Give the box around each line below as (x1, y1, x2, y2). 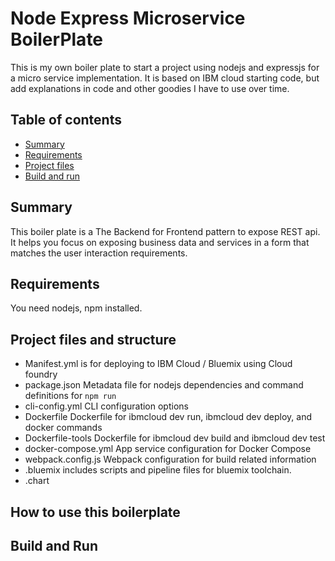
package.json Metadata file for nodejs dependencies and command (24, 379, 304, 391)
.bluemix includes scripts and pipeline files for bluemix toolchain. (24, 464, 292, 476)
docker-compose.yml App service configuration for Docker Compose (24, 443, 312, 455)
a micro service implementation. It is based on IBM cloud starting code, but (10, 72, 320, 84)
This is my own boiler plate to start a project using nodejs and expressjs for (10, 61, 320, 73)
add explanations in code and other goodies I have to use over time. (10, 82, 290, 94)
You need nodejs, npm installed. (10, 302, 143, 314)
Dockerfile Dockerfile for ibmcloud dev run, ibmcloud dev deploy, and (24, 411, 312, 423)
